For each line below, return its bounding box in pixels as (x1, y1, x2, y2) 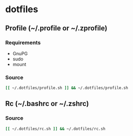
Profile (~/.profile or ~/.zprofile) (5, 24, 108, 32)
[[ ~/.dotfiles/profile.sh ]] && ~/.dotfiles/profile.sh (5, 85, 128, 91)
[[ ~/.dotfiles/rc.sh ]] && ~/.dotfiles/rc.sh (5, 126, 106, 131)
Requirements (5, 39, 41, 46)
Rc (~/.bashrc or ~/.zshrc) (5, 99, 89, 108)
